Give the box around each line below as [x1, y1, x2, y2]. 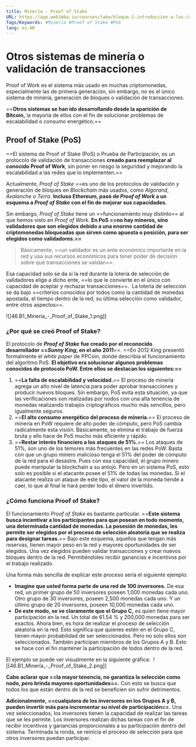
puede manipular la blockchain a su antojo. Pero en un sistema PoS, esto [14, 464, 190, 471]
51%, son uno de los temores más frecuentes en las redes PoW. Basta [14, 445, 183, 452]
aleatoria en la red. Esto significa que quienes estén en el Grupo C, [14, 626, 175, 633]
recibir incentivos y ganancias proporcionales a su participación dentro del [6, 722, 185, 729]
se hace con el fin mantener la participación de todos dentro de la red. [14, 644, 184, 652]
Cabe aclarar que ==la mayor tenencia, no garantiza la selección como [6, 673, 181, 680]
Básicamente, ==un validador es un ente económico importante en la [20, 247, 187, 253]
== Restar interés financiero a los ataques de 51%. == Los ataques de [14, 439, 183, 446]
